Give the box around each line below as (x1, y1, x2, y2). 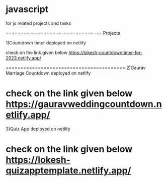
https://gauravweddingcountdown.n (6, 98, 162, 110)
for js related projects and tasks (6, 20, 71, 26)
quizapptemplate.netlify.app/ (6, 165, 131, 176)
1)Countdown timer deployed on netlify (6, 39, 86, 46)
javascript (6, 4, 49, 15)
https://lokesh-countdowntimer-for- (68, 49, 143, 55)
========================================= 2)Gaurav (6, 65, 146, 71)
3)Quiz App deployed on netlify (6, 126, 71, 132)
